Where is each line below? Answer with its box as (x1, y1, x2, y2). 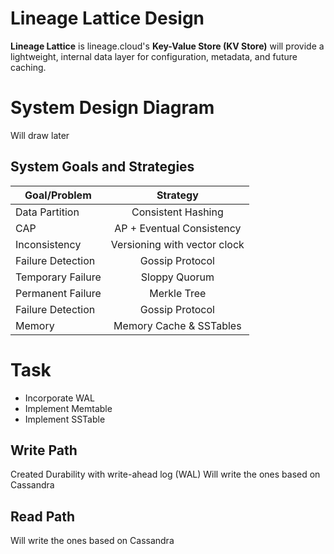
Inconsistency (15, 237, 82, 251)
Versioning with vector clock (110, 237, 245, 251)
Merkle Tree (149, 286, 207, 300)
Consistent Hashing (131, 205, 224, 219)
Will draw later (10, 129, 70, 141)
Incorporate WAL (24, 392, 95, 404)
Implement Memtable (24, 402, 113, 414)
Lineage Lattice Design (10, 7, 205, 30)
